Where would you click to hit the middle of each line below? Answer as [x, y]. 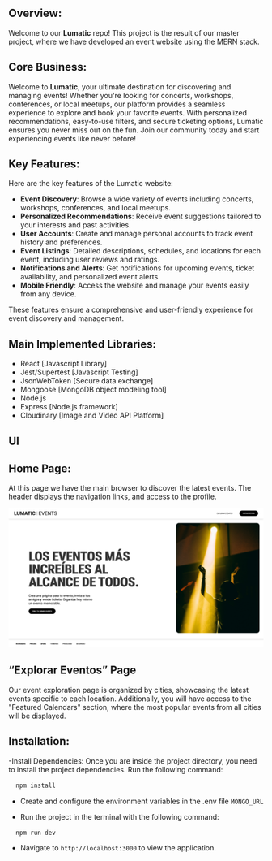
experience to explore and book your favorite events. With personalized [128, 112]
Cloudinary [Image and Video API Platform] [92, 415]
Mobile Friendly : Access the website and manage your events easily [134, 286]
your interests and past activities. [75, 225]
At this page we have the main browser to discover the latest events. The [130, 488]
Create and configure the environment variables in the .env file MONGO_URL [142, 801]
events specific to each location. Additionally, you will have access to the [130, 699]
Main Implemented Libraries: [82, 344]
